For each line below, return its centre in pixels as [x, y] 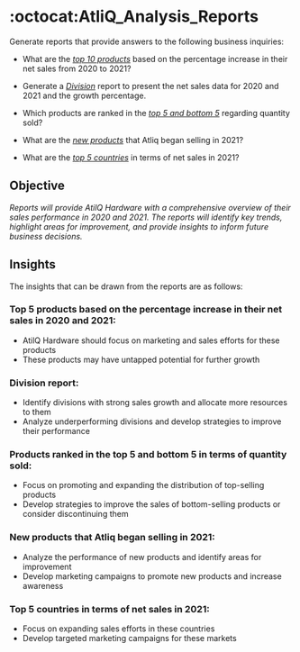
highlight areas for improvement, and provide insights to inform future [139, 226]
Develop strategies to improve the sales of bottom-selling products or [151, 504]
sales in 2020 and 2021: [63, 321]
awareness [43, 585]
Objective [37, 186]
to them [36, 412]
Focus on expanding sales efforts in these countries [118, 629]
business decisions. [46, 236]
